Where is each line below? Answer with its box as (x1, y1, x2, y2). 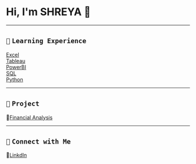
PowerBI (6, 64, 26, 71)
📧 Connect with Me (6, 137, 71, 145)
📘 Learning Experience (6, 37, 86, 46)
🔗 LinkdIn (6, 152, 27, 159)
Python (6, 76, 23, 83)
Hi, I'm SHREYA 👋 (6, 5, 91, 19)
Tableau (6, 57, 26, 64)
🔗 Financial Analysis (6, 114, 53, 121)
